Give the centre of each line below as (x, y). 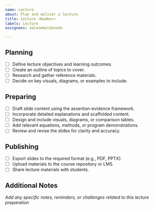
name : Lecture (20, 10)
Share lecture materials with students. (51, 170)
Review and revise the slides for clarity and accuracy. (66, 131)
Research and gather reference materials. (54, 75)
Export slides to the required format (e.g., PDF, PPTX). (67, 159)
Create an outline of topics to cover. (48, 70)
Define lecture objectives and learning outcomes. (62, 64)
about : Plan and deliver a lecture (42, 14)
